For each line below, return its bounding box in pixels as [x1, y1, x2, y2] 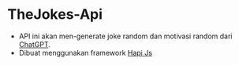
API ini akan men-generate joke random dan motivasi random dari [18, 31, 233, 41]
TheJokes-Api [7, 5, 103, 23]
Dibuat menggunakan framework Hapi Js [18, 48, 153, 57]
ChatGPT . [18, 39, 50, 49]
